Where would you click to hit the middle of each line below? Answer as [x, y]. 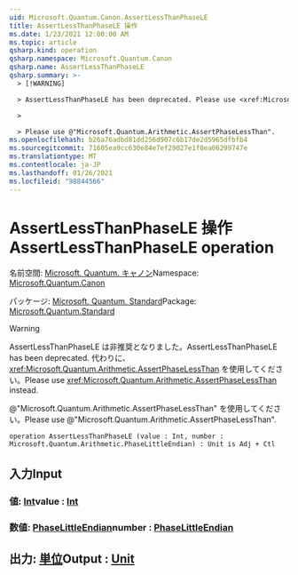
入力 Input [35, 473]
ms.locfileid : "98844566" [57, 181]
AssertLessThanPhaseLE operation [142, 248]
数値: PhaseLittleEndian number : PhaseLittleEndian [122, 527]
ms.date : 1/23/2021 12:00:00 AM [69, 34]
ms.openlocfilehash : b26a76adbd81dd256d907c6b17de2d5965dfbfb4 [129, 140]
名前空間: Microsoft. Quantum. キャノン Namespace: [104, 273]
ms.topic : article [43, 42]
